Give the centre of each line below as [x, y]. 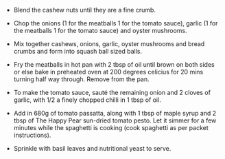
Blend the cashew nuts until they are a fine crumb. [85, 10]
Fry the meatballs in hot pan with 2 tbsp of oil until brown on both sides [114, 64]
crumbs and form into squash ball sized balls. [78, 51]
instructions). [32, 135]
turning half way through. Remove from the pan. [81, 79]
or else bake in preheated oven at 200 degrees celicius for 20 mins [108, 72]
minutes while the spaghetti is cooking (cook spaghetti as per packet [111, 128]
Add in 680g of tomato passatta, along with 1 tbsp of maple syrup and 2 [115, 113]
